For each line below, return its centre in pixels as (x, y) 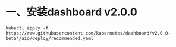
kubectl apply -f (27, 28)
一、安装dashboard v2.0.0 (71, 12)
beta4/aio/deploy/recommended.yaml (50, 38)
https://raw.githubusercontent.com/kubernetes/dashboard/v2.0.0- (88, 33)
